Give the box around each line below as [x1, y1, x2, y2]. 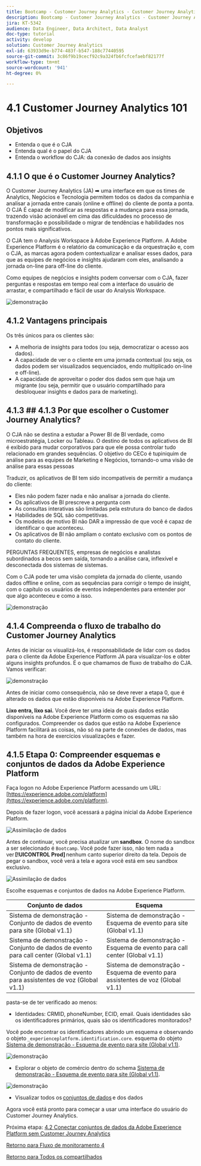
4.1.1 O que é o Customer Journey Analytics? [6, 171, 175, 181]
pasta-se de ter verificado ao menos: [6, 999, 98, 1006]
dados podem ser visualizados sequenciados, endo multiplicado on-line [14, 362, 193, 370]
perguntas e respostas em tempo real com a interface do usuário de [6, 280, 174, 288]
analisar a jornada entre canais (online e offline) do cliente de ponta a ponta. [6, 200, 194, 207]
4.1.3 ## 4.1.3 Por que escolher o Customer [6, 406, 169, 416]
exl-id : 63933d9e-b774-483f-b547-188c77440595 [6, 48, 124, 54]
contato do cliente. [14, 536, 62, 544]
